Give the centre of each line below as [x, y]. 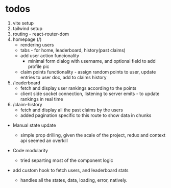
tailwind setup [27, 28]
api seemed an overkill [44, 140]
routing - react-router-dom [41, 34]
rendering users [37, 44]
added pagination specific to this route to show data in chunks [86, 115]
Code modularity [30, 150]
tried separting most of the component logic [67, 160]
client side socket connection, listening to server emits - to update [90, 93]
